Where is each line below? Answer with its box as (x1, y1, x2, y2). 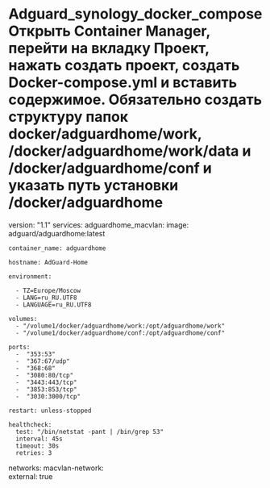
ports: (8, 343, 31, 351)
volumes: (8, 315, 38, 323)
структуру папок (8, 108, 129, 126)
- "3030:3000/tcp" (15, 392, 81, 400)
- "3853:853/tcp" (15, 385, 78, 394)
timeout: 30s (15, 441, 60, 450)
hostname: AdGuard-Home (8, 258, 89, 266)
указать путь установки (8, 177, 179, 194)
